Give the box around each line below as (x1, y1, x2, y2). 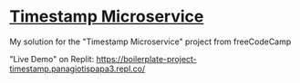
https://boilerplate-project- (96, 53, 198, 64)
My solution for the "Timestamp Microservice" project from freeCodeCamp (9, 36, 292, 47)
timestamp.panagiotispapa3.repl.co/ (9, 63, 146, 74)
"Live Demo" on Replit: (9, 53, 95, 64)
